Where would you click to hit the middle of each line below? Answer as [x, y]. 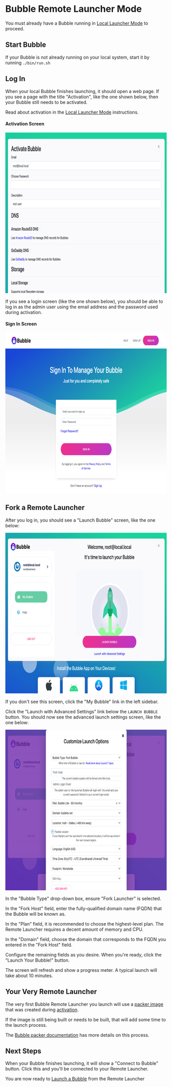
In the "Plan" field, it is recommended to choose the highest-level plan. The [84, 924]
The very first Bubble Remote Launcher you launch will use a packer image [84, 1004]
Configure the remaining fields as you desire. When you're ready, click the [84, 954]
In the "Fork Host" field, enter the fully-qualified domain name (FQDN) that [84, 908]
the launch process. [26, 1025]
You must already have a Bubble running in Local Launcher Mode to [77, 23]
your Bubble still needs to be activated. [47, 102]
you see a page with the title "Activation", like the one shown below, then [82, 97]
